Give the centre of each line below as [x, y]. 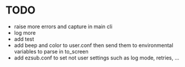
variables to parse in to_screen [51, 51]
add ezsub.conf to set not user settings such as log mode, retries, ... [97, 58]
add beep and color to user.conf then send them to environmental [94, 45]
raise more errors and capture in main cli [63, 26]
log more [25, 32]
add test [24, 39]
